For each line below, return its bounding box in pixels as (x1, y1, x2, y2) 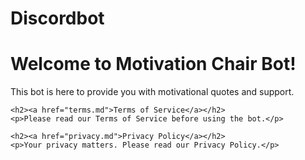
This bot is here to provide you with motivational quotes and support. (10, 86, 295, 98)
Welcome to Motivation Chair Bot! (10, 53, 297, 76)
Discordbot (10, 7, 105, 30)
